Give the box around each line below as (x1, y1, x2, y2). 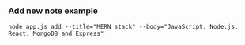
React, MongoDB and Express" (8, 29, 104, 38)
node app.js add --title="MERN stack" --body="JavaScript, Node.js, (8, 23, 239, 31)
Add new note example (8, 5, 99, 16)
